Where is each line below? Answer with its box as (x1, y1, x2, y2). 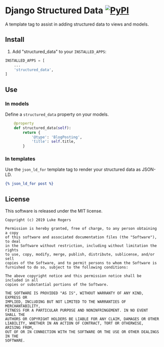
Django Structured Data (5, 5, 104, 16)
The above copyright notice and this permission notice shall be (5, 274, 141, 279)
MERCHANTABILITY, (5, 304, 41, 309)
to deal (5, 239, 21, 244)
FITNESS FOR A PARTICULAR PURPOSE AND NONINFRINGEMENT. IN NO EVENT (5, 308, 148, 313)
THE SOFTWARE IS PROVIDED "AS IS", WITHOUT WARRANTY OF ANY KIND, (5, 291, 144, 296)
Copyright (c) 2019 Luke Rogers (5, 218, 71, 222)
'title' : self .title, (31, 139, 76, 144)
